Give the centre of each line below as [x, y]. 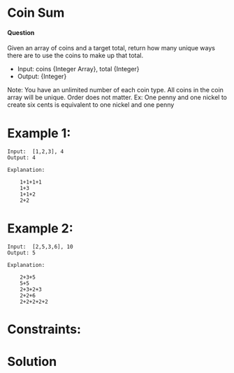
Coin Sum [36, 13]
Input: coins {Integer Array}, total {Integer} [78, 69]
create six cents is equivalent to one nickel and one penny [91, 105]
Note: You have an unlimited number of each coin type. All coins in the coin [115, 90]
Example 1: [39, 133]
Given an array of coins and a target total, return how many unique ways [111, 48]
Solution [32, 361]
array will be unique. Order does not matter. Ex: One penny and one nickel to [117, 97]
